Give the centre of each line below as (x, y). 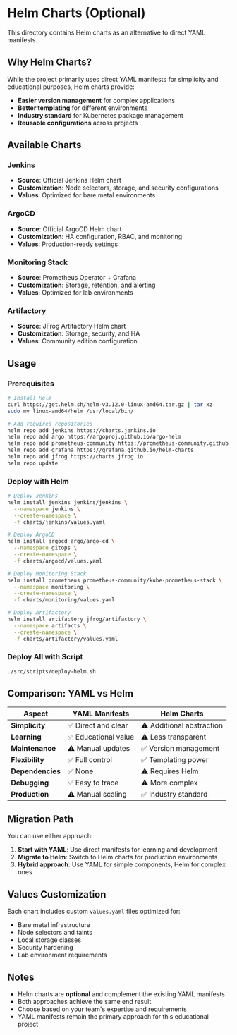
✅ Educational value (101, 737)
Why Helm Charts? (49, 62)
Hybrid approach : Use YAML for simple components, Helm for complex (122, 864)
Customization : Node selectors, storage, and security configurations (118, 188)
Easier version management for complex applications (96, 100)
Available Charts (44, 145)
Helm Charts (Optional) (77, 13)
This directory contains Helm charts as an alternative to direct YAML (107, 32)
